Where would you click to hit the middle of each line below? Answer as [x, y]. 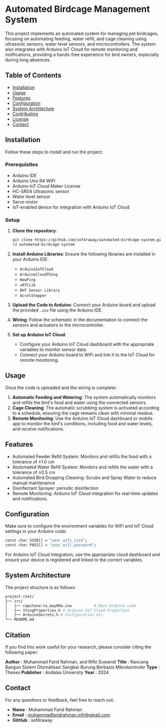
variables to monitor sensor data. [54, 349]
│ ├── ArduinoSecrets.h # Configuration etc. [55, 615]
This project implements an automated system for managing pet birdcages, [82, 33]
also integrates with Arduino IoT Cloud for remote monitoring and [71, 49]
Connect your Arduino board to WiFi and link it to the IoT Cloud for [87, 355]
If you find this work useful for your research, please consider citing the [78, 647]
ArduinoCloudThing [39, 274]
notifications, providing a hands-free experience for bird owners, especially [82, 54]
